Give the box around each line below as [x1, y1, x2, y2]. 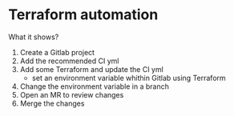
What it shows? [8, 32, 59, 42]
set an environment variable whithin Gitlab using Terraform [31, 73, 226, 82]
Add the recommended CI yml [19, 56, 119, 66]
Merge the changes [19, 98, 85, 108]
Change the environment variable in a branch [19, 82, 170, 91]
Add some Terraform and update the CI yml [19, 64, 164, 74]
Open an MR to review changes [19, 90, 124, 99]
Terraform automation [8, 6, 159, 24]
